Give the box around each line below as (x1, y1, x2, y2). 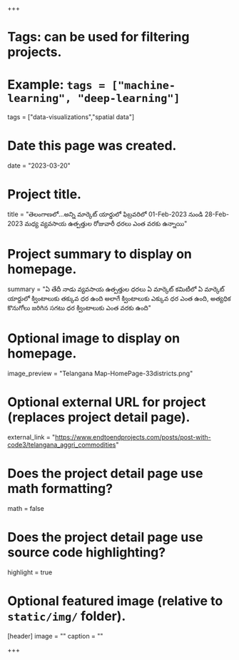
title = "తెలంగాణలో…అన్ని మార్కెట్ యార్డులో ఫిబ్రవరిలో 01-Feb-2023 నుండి (7, 210, 203, 218)
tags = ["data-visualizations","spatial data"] (7, 113, 135, 121)
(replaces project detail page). (7, 410, 190, 425)
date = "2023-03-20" (7, 161, 71, 170)
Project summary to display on (7, 246, 193, 263)
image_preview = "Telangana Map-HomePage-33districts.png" (7, 369, 193, 377)
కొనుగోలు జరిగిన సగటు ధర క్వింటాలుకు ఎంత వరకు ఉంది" (7, 303, 151, 312)
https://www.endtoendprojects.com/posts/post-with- (54, 432, 212, 441)
